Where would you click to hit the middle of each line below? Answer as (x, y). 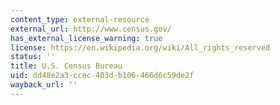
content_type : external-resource (80, 19)
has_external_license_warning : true (86, 38)
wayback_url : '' (44, 85)
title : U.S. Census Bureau (66, 66)
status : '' (33, 57)
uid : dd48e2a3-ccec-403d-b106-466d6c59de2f (102, 76)
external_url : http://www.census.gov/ (91, 29)
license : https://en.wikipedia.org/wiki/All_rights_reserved (140, 47)
